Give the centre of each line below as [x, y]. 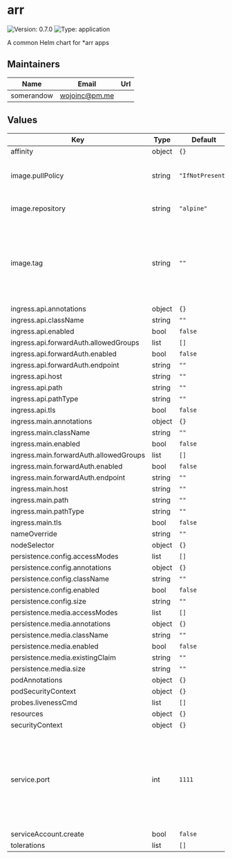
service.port [30, 779]
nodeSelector [32, 545]
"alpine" [193, 208]
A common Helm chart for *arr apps [58, 42]
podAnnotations [37, 680]
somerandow [32, 96]
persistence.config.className [60, 579]
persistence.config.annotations [61, 568]
